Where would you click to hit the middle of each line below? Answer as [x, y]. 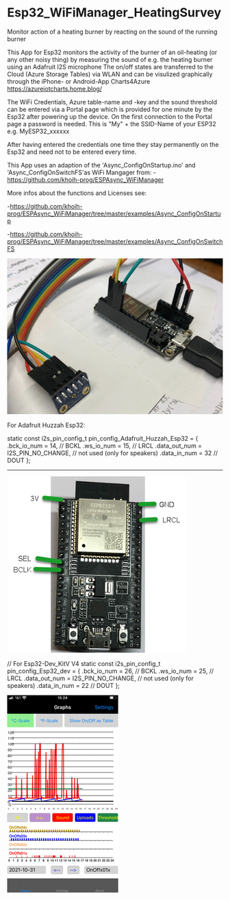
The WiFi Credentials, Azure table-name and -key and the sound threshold [112, 102]
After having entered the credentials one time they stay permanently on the [113, 144]
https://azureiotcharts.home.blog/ [55, 89]
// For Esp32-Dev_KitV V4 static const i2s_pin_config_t [84, 663]
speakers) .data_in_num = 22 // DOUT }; [64, 685]
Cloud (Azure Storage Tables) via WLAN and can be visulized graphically [110, 74]
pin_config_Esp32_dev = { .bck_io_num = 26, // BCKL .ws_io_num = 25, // [111, 671]
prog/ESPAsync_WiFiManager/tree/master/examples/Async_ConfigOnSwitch [115, 241]
